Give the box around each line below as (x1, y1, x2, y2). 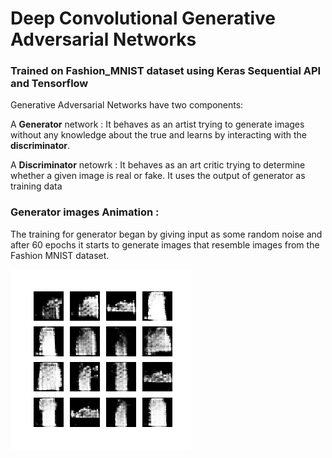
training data (10, 180, 63, 192)
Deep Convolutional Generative (10, 7, 276, 30)
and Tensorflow (10, 77, 89, 91)
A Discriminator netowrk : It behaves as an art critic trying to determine (10, 159, 306, 171)
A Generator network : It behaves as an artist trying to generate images (10, 118, 305, 131)
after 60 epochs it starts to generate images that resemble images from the (10, 238, 320, 251)
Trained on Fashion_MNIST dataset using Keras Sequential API (10, 64, 322, 78)
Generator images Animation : (10, 205, 160, 219)
